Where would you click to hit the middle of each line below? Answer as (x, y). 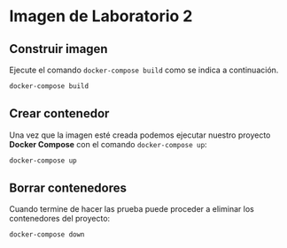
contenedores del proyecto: (60, 219)
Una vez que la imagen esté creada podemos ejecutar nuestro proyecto (140, 135)
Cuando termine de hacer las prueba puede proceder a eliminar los (132, 209)
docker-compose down (47, 235)
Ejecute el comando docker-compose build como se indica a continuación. (144, 70)
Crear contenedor (59, 113)
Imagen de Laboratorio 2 (101, 16)
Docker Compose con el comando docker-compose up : (108, 144)
